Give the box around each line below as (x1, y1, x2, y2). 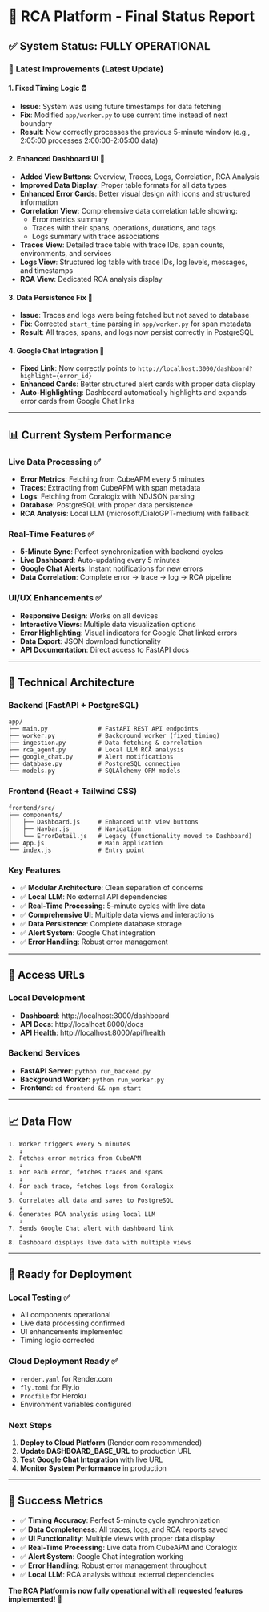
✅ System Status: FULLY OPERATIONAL (8, 39, 211, 53)
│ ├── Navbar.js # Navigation (8, 824, 142, 833)
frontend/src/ (8, 804, 56, 812)
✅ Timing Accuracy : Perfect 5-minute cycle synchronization (19, 1515, 220, 1524)
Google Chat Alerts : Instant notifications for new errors (19, 564, 203, 573)
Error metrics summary (31, 214, 108, 224)
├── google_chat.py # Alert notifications (8, 753, 174, 761)
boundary (19, 118, 53, 128)
